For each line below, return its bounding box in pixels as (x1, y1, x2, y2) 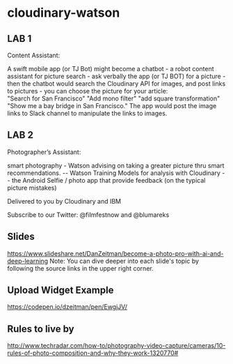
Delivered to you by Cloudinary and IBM (7, 197, 122, 205)
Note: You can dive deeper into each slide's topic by (49, 257, 200, 265)
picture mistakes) (7, 183, 57, 192)
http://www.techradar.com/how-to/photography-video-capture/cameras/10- (7, 342, 226, 350)
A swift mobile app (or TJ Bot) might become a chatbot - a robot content (7, 65, 214, 73)
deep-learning (7, 257, 49, 265)
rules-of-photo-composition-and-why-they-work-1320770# (7, 349, 179, 357)
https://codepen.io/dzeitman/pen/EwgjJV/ (7, 303, 127, 311)
